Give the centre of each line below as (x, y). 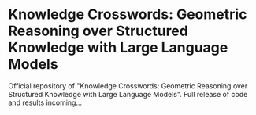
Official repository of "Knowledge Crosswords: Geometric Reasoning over (128, 86)
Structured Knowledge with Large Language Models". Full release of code (128, 94)
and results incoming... (45, 102)
